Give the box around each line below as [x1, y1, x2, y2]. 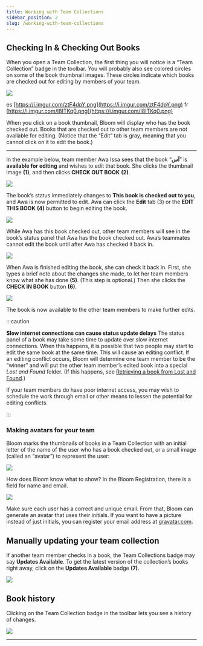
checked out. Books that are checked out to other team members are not [6, 125, 188, 133]
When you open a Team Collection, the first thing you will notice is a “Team [6, 59, 193, 66]
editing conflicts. [6, 399, 48, 406]
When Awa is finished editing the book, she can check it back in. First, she [6, 264, 192, 271]
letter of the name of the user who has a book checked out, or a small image [6, 446, 196, 453]
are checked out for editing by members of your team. [6, 78, 141, 85]
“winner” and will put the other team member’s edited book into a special [6, 361, 188, 369]
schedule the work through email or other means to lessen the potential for [6, 393, 193, 400]
